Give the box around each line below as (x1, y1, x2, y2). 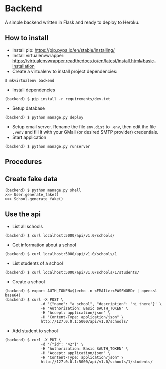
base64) (5, 293, 21, 298)
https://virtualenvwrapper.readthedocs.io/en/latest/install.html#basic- (12, 58, 156, 64)
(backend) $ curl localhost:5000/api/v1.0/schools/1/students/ (5, 270, 140, 275)
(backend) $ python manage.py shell (5, 188, 81, 193)
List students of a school (12, 260, 63, 266)
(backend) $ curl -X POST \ (5, 297, 64, 302)
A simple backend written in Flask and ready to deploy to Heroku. (5, 19, 140, 25)
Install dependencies (12, 87, 56, 93)
